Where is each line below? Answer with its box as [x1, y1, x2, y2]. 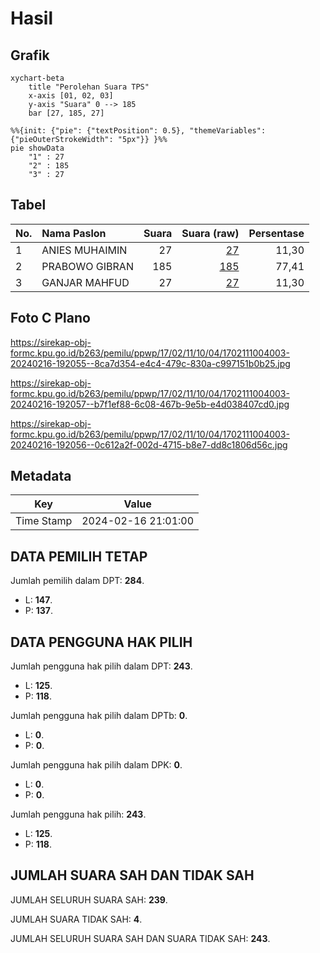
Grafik [10, 47, 50, 64]
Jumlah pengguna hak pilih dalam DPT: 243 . [10, 660, 193, 672]
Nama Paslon [41, 226, 107, 240]
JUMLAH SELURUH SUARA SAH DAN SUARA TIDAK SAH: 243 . [10, 932, 271, 944]
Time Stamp [15, 514, 73, 528]
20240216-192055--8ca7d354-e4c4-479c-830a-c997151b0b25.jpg [10, 357, 291, 369]
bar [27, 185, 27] [28, 108, 105, 118]
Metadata [10, 468, 72, 485]
